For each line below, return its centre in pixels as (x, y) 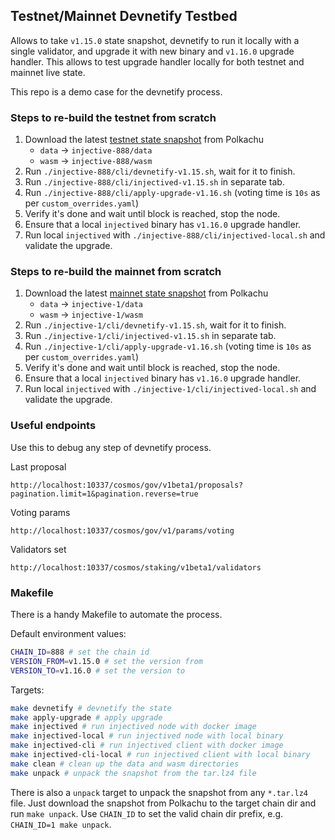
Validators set (38, 549)
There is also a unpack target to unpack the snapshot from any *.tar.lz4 (159, 792)
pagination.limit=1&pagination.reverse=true (104, 494)
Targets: (27, 690)
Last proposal (38, 466)
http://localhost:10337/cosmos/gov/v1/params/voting (122, 530)
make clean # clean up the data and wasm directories (125, 764)
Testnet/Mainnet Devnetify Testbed (124, 16)
